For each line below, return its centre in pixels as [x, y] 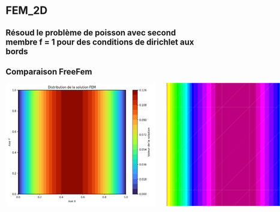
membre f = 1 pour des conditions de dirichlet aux [100, 42]
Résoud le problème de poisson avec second [91, 33]
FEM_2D [27, 11]
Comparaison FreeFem [49, 72]
